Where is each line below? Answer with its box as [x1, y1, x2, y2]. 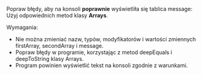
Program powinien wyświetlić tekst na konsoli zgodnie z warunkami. [15, 61, 188, 69]
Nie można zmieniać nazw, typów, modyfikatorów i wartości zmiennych [15, 36, 196, 42]
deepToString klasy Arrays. [15, 55, 84, 62]
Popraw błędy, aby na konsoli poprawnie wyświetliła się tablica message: [6, 6, 193, 12]
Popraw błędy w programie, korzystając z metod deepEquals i [15, 49, 173, 56]
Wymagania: [6, 24, 38, 31]
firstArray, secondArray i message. [15, 42, 104, 49]
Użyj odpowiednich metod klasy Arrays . [6, 12, 109, 19]
